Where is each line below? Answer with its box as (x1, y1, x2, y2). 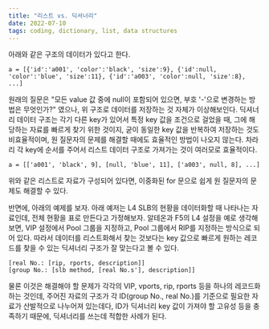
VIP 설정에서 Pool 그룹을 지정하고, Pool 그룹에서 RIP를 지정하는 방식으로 (25, 223, 252, 233)
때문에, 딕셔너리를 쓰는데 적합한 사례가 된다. (29, 311, 167, 321)
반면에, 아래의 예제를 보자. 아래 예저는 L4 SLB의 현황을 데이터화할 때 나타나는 (8, 203, 251, 213)
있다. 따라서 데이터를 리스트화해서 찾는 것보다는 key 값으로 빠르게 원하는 (16, 234, 243, 243)
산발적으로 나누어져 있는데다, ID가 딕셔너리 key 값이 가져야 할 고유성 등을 (22, 302, 251, 311)
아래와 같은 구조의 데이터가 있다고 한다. (8, 50, 131, 59)
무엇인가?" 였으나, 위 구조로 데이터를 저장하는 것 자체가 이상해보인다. (22, 105, 238, 115)
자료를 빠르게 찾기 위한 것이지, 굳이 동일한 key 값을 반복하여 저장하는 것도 (29, 125, 259, 135)
